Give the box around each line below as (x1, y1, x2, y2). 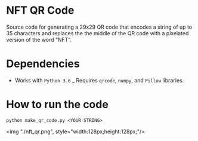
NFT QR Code (6, 4, 75, 17)
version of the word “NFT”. (6, 36, 72, 43)
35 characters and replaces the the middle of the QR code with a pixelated (6, 29, 189, 36)
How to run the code (6, 98, 109, 111)
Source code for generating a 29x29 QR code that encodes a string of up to (6, 23, 193, 30)
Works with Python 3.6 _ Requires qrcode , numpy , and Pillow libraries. (14, 76, 184, 84)
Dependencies (6, 57, 80, 70)
